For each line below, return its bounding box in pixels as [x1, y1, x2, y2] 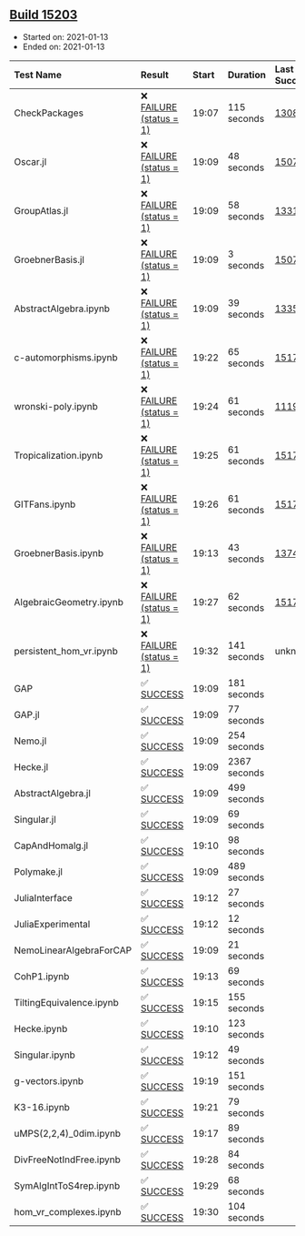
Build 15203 [9, 7, 78, 23]
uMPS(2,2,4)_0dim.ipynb [14, 1127, 121, 1140]
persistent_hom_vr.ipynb [14, 644, 118, 657]
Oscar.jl [14, 155, 47, 167]
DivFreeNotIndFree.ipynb [14, 1153, 121, 1166]
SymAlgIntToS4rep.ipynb [14, 1179, 121, 1191]
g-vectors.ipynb [14, 1074, 84, 1087]
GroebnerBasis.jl [14, 253, 84, 266]
